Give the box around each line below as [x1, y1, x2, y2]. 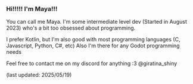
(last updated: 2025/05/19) [6, 72, 72, 79]
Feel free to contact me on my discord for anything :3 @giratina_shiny [6, 60, 178, 67]
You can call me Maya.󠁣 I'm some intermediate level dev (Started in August [6, 18, 188, 25]
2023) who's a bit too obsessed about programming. [6, 24, 136, 31]
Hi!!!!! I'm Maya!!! [6, 5, 58, 13]
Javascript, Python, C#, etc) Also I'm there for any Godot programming [6, 42, 180, 49]
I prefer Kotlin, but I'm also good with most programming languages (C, [6, 36, 180, 43]
